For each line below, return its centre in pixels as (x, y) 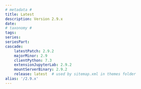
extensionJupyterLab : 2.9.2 (43, 65)
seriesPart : (17, 42)
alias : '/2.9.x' (22, 79)
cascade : (14, 46)
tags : (11, 33)
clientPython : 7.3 (33, 60)
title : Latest (20, 14)
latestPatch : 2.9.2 (34, 51)
